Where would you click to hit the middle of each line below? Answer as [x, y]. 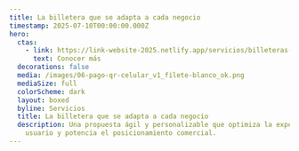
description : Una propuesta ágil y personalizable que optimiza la [145, 125]
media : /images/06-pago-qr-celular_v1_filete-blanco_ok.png [131, 75]
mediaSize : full [47, 83]
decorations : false [53, 68]
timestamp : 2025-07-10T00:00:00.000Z [79, 26]
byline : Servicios [52, 108]
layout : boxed [43, 100]
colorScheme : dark [52, 91]
